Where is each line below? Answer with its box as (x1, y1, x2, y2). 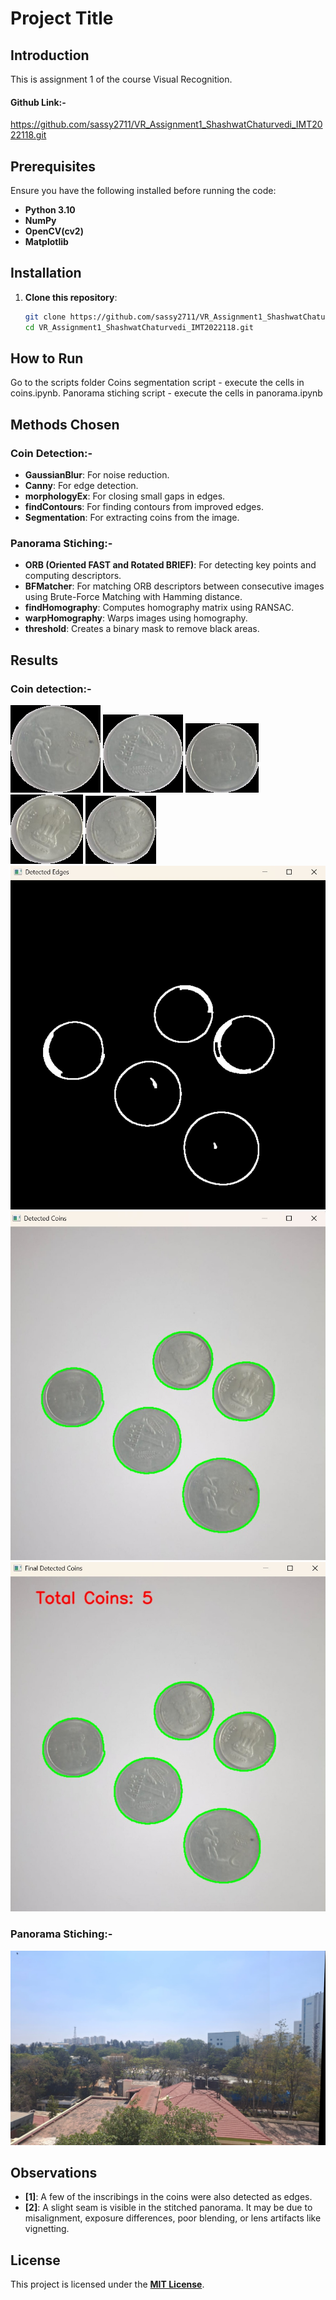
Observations (10, 2164, 98, 2181)
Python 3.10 (24, 204, 76, 216)
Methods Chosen (10, 416, 120, 433)
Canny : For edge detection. (24, 480, 139, 492)
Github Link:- (10, 96, 67, 108)
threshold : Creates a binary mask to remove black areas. (24, 623, 260, 635)
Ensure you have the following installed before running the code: (10, 185, 277, 197)
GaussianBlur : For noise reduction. (24, 469, 170, 481)
